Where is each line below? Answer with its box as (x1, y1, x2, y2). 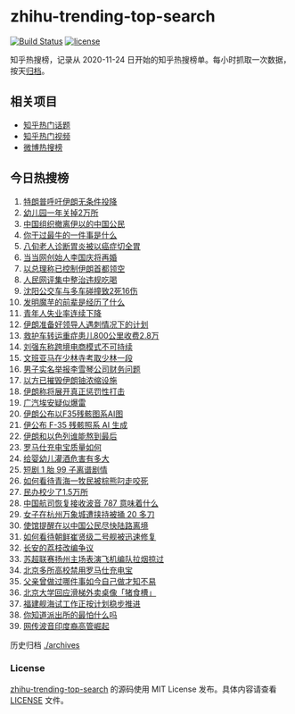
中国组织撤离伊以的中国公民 (22, 218, 126, 229)
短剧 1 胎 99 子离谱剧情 (22, 464, 108, 475)
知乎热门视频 (22, 130, 70, 141)
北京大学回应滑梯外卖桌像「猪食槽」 (22, 587, 157, 598)
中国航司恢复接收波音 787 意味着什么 (22, 498, 159, 508)
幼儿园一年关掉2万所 (22, 207, 99, 218)
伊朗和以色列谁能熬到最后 (22, 431, 118, 441)
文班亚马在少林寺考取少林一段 (22, 352, 133, 363)
